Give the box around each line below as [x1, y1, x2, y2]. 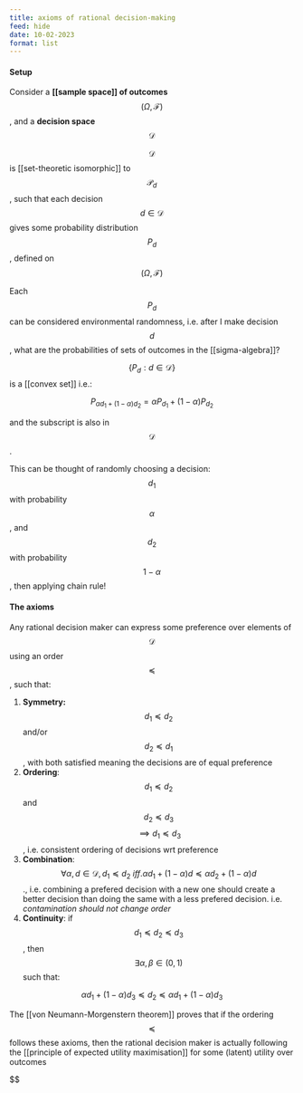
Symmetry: [22, 696, 66, 707]
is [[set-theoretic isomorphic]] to [9, 163, 131, 174]
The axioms [9, 601, 54, 612]
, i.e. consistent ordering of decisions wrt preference [22, 844, 219, 855]
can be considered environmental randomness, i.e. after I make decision [9, 316, 279, 327]
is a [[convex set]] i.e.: [9, 378, 92, 389]
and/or [22, 726, 48, 738]
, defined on [9, 253, 54, 264]
